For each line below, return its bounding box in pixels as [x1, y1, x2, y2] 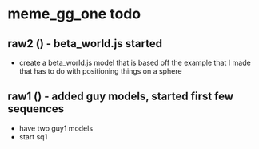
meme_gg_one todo [7, 5, 141, 23]
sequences [7, 102, 65, 116]
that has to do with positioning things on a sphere [18, 66, 182, 76]
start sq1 [18, 131, 48, 141]
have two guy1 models [18, 123, 94, 133]
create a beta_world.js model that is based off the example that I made [18, 58, 251, 67]
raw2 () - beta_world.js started [7, 37, 163, 50]
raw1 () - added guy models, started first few [7, 90, 233, 103]
